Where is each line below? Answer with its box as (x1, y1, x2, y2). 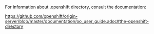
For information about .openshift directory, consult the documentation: (5, 4, 146, 10)
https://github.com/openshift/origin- (5, 13, 78, 19)
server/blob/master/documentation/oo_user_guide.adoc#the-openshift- (5, 19, 149, 24)
